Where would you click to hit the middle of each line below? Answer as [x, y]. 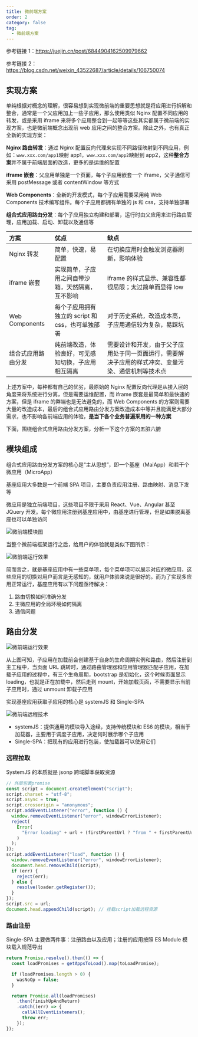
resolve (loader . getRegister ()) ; [56, 887]
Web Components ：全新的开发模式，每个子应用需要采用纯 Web [84, 195]
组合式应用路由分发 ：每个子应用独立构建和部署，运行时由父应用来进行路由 [96, 214]
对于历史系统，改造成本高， [146, 316]
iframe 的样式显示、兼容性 [143, 278]
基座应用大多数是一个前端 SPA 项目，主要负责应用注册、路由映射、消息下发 [98, 484]
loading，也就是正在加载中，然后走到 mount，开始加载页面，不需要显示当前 [98, 681]
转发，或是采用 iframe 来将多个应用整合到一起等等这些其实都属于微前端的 [95, 120]
